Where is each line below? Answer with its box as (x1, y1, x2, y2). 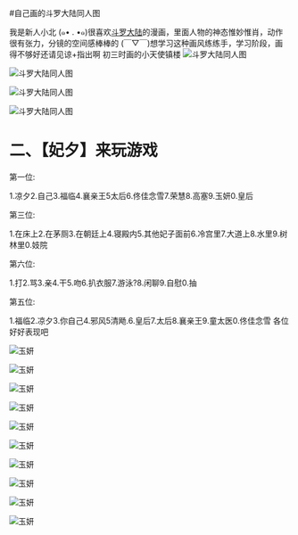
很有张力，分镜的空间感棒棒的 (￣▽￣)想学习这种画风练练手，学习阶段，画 (9, 38, 284, 48)
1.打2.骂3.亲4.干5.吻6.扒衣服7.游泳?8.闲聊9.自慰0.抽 (9, 277, 198, 288)
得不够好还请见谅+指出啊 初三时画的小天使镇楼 (9, 49, 181, 60)
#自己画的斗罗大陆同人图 (9, 8, 101, 18)
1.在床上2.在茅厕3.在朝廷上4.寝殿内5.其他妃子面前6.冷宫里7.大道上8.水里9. (9, 228, 280, 239)
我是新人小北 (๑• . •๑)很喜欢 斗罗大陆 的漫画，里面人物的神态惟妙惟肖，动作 (9, 27, 284, 37)
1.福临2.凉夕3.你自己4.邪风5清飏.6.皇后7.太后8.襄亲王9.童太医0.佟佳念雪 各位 (9, 315, 289, 325)
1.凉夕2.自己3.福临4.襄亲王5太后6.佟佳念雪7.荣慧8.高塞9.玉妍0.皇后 (9, 190, 254, 201)
